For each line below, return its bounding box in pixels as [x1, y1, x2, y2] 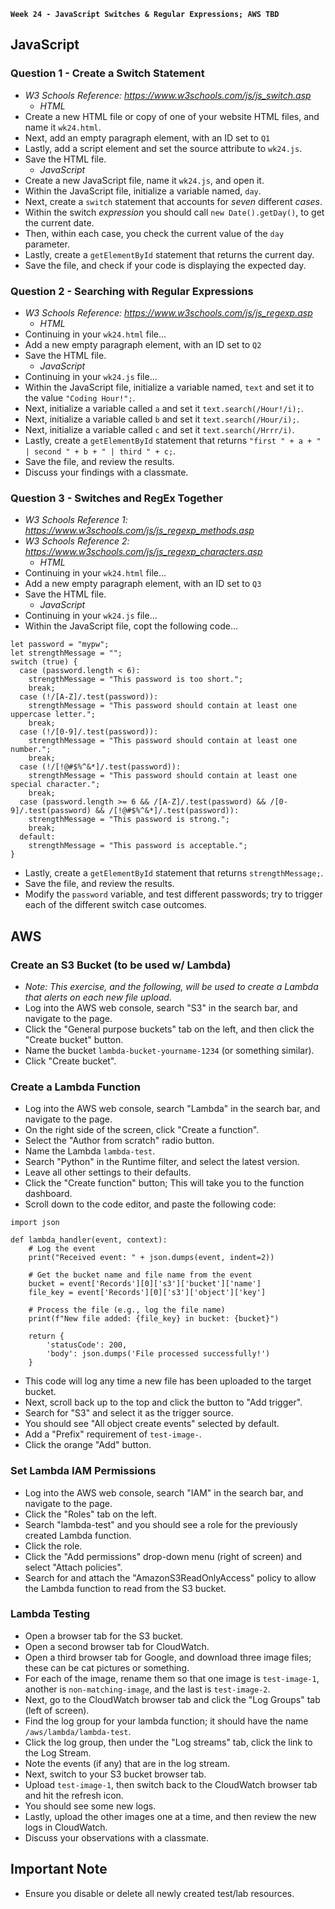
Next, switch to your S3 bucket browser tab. [24, 1768, 207, 1780]
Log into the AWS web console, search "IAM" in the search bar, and [24, 1486, 304, 1499]
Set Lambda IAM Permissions [10, 1464, 157, 1478]
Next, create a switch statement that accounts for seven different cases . [24, 195, 323, 207]
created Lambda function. [24, 1529, 132, 1541]
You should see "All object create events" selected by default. [24, 1418, 280, 1430]
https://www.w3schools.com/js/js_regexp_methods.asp [24, 525, 255, 537]
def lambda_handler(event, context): [10, 1235, 168, 1245]
